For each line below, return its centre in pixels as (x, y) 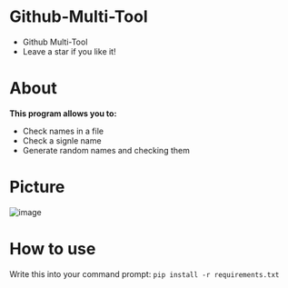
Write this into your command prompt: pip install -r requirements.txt (144, 273)
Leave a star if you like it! (69, 51)
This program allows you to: (63, 113)
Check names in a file (63, 131)
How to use (53, 249)
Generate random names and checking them (106, 150)
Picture (37, 187)
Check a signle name (62, 140)
